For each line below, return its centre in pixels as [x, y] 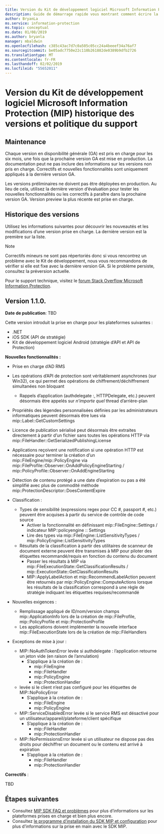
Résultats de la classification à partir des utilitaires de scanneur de [86, 546]
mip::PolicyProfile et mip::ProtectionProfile [62, 621]
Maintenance [26, 142]
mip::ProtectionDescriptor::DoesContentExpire [59, 490]
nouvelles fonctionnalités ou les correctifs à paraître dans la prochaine [76, 194]
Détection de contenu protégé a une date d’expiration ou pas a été [79, 480]
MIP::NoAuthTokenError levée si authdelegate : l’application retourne [88, 651]
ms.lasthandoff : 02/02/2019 [34, 64]
